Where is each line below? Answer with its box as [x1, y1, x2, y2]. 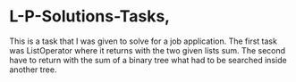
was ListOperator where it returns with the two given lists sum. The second [9, 45, 286, 55]
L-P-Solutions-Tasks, [9, 6, 171, 27]
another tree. [9, 64, 57, 75]
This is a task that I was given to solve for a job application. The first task [9, 36, 277, 46]
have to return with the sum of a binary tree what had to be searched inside [9, 54, 288, 65]
